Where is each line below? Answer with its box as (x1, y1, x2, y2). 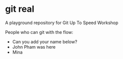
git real (5, 3, 35, 15)
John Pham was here (12, 44, 56, 50)
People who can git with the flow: (5, 29, 73, 35)
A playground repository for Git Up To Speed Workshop (5, 20, 119, 26)
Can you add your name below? (12, 38, 78, 45)
